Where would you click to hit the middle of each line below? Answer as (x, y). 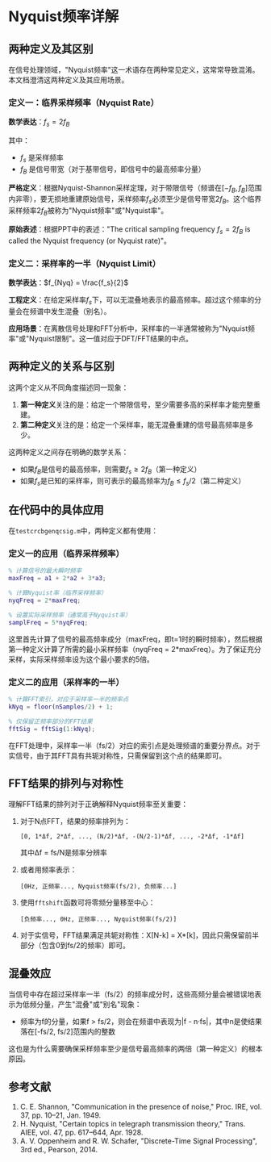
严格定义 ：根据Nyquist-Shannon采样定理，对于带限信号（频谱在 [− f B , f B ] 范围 (135, 188)
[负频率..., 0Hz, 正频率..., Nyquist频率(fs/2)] (98, 920)
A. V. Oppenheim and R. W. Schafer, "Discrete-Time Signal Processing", (139, 1141)
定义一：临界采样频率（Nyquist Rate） (84, 102)
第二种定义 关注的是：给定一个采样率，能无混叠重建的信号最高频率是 (133, 424)
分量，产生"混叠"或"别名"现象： (89, 1005)
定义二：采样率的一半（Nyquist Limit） (85, 263)
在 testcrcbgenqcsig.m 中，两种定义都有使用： (83, 531)
